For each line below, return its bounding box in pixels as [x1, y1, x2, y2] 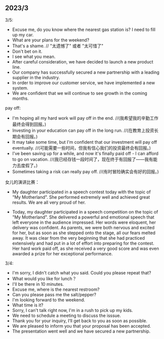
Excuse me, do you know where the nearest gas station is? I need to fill [12, 27, 156, 32]
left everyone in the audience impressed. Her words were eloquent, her [12, 219, 156, 225]
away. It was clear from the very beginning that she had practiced [12, 235, 145, 241]
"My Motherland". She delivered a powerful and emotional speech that [12, 214, 155, 220]
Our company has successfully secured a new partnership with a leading [12, 69, 160, 75]
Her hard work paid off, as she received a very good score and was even [12, 246, 159, 251]
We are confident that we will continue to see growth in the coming [12, 90, 148, 96]
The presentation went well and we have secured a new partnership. [12, 328, 151, 334]
